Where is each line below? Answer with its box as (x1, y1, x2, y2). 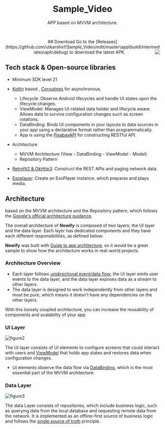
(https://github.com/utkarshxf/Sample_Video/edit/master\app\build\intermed (5, 44, 160, 50)
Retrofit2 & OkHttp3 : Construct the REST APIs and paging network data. (12, 165, 158, 171)
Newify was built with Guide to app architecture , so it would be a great (5, 242, 148, 248)
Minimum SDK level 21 (12, 76, 57, 82)
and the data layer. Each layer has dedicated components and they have (5, 227, 151, 234)
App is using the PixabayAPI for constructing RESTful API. (19, 132, 137, 138)
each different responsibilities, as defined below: (5, 233, 104, 239)
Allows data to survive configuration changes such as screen (19, 111, 143, 117)
